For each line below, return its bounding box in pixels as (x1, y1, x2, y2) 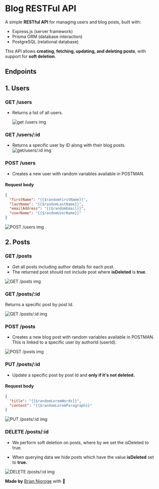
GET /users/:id (5, 131, 40, 138)
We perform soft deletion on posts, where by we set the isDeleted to (12, 439, 149, 445)
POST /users (5, 160, 35, 166)
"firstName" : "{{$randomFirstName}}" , (9, 197, 88, 202)
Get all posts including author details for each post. (12, 264, 115, 270)
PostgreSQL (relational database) (12, 38, 79, 44)
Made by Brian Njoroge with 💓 (5, 478, 66, 484)
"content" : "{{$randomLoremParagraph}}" (9, 403, 92, 408)
